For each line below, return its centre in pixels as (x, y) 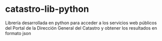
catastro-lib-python (47, 9)
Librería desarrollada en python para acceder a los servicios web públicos (81, 23)
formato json (18, 33)
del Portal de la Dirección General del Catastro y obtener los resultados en (81, 28)
